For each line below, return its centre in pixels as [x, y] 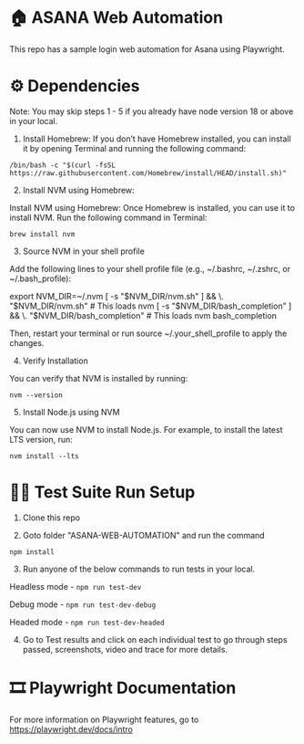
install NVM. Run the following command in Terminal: [108, 217]
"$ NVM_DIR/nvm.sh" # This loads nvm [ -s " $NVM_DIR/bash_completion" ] [151, 306]
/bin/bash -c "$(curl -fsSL [63, 165]
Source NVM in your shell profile [84, 251]
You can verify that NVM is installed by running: [99, 378]
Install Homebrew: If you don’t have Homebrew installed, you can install [157, 139]
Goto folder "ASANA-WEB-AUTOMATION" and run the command [144, 535]
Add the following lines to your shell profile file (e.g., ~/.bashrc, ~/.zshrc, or [150, 268]
